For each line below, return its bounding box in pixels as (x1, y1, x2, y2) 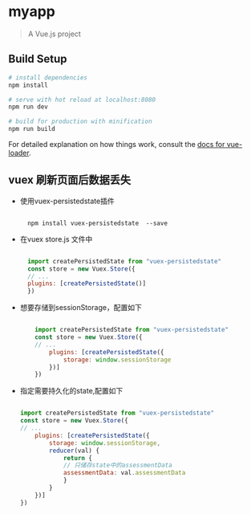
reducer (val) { (49, 447, 100, 455)
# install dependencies (8, 73, 88, 82)
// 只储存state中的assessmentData (63, 461, 172, 470)
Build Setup (8, 52, 67, 66)
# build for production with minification (8, 117, 152, 126)
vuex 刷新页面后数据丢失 (8, 173, 131, 187)
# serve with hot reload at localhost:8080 (8, 96, 156, 104)
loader (8, 148, 30, 157)
